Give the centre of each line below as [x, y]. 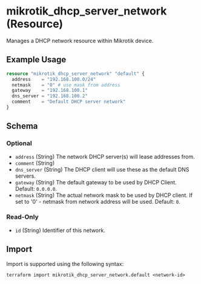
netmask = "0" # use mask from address [66, 85]
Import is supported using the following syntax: [65, 263]
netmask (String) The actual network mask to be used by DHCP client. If [104, 195]
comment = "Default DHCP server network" [69, 102]
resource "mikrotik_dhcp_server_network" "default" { [76, 74]
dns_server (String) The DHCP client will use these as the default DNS [102, 169]
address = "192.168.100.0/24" [54, 79]
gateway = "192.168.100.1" [50, 91]
